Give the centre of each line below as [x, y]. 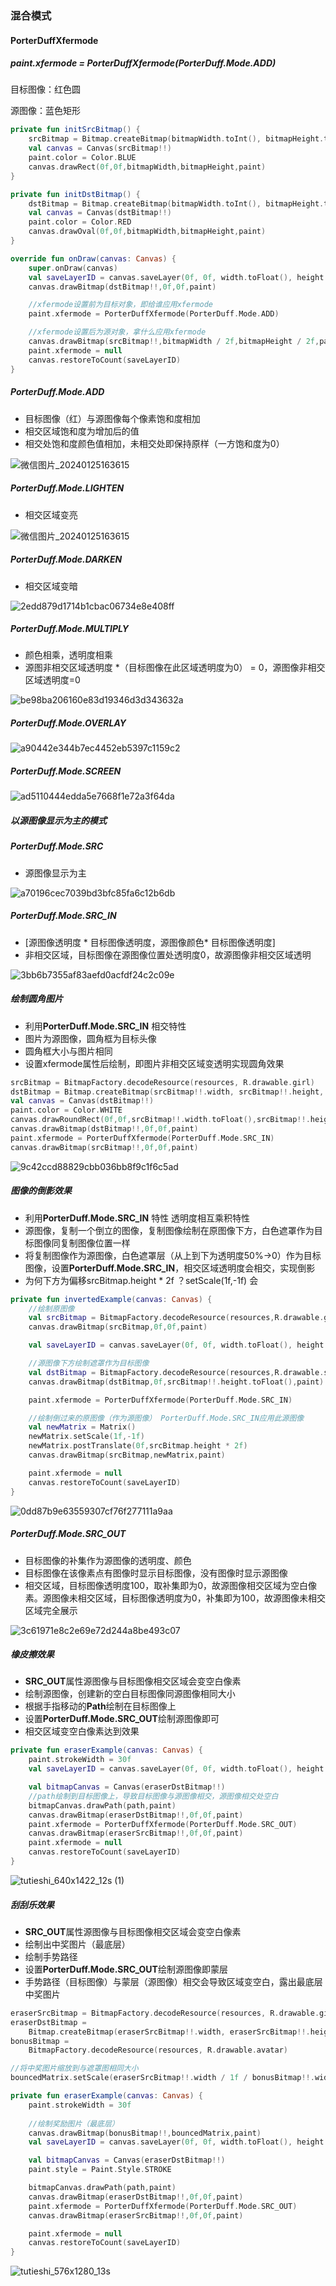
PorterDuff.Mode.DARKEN [66, 559]
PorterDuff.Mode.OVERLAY [68, 723]
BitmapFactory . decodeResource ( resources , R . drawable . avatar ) [158, 2050]
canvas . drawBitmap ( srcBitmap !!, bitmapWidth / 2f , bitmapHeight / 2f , [174, 342]
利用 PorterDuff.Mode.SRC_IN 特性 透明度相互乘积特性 [137, 1218]
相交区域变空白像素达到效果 [82, 1731]
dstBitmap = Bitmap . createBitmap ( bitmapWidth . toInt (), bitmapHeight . [176, 203]
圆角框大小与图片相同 [68, 1051]
